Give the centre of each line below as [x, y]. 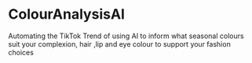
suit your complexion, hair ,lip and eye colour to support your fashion [120, 44]
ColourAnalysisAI [67, 14]
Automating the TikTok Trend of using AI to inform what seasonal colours [126, 36]
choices [21, 52]
